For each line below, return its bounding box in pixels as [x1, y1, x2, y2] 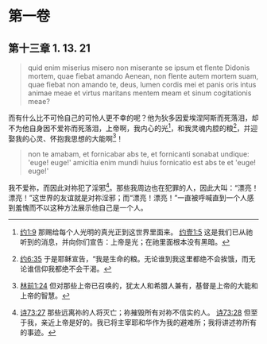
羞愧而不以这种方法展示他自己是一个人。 [14, 203, 148, 212]
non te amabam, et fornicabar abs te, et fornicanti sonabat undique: [27, 149, 250, 159]
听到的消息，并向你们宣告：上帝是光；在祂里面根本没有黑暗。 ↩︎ [19, 237, 230, 246]
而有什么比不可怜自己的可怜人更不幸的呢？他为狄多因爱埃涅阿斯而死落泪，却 [8, 113, 259, 122]
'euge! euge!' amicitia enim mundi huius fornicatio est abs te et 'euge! [27, 158, 257, 168]
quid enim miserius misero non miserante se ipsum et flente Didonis [27, 63, 250, 72]
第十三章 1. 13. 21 [8, 41, 91, 55]
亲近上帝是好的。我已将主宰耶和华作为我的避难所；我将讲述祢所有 [41, 317, 257, 327]
